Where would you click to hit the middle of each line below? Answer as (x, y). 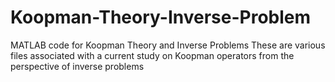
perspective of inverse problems (77, 66)
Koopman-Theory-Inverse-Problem (161, 17)
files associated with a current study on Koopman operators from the (152, 55)
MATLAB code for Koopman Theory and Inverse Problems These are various (168, 45)
